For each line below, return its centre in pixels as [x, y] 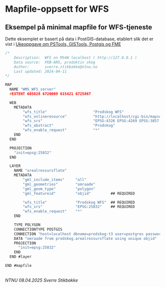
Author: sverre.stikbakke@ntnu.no [56, 67]
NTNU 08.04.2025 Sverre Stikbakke [41, 280]
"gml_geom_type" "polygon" [59, 189]
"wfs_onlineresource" [45, 116]
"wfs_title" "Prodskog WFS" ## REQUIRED [79, 202]
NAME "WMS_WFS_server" [33, 89]
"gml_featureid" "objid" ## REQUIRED [79, 193]
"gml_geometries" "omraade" [59, 184]
